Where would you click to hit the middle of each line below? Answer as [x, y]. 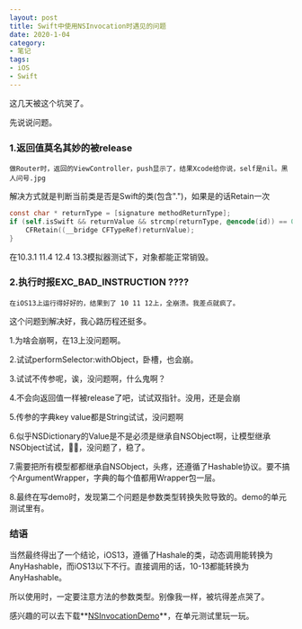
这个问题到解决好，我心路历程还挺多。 [80, 321]
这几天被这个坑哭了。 [49, 103]
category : [28, 43]
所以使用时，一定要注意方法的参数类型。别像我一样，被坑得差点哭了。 [139, 597]
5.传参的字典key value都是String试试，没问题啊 [97, 416]
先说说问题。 [33, 122]
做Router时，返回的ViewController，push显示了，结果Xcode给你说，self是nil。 [145, 169]
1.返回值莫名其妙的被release [71, 148]
